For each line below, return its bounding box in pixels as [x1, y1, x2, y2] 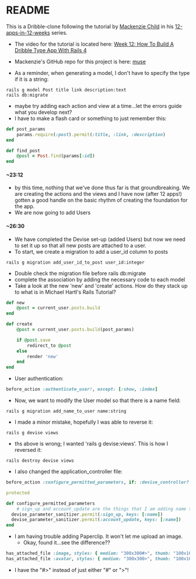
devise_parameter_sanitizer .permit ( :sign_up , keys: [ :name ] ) [11, 511, 163, 517]
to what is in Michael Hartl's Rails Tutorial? [14, 288, 117, 295]
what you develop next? [14, 108, 72, 115]
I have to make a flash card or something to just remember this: [14, 115, 167, 122]
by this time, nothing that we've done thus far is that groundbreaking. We [14, 184, 190, 191]
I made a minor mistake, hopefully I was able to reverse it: [14, 418, 153, 425]
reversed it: [14, 447, 42, 454]
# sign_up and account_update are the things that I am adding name [16, 506, 187, 512]
